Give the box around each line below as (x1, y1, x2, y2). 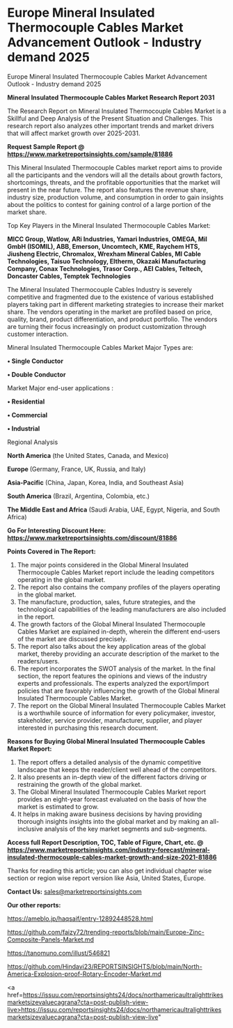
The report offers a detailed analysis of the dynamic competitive (17, 758, 202, 766)
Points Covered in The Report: (7, 547, 96, 555)
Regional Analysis (7, 438, 58, 446)
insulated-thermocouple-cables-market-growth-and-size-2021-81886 (7, 852, 217, 861)
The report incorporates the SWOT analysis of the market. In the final (17, 664, 216, 673)
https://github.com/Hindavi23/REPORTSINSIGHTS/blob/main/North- (7, 962, 203, 970)
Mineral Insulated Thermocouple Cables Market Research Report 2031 (7, 93, 215, 102)
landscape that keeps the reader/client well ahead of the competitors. (17, 765, 217, 774)
